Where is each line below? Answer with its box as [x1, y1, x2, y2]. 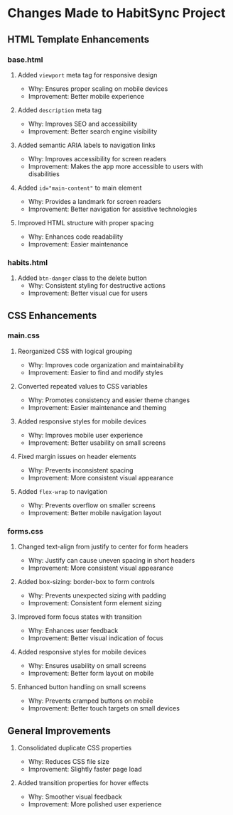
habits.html [7, 257, 48, 267]
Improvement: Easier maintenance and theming [28, 403, 167, 411]
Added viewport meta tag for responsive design [17, 70, 158, 79]
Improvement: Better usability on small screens [28, 438, 166, 447]
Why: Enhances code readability [28, 232, 124, 241]
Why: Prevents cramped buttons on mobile [28, 696, 154, 705]
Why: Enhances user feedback [28, 627, 119, 635]
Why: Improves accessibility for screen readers [28, 154, 167, 163]
